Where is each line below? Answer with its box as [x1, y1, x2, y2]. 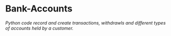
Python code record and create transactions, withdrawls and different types [5, 19, 166, 25]
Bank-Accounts [5, 3, 72, 14]
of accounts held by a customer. [5, 25, 74, 31]
